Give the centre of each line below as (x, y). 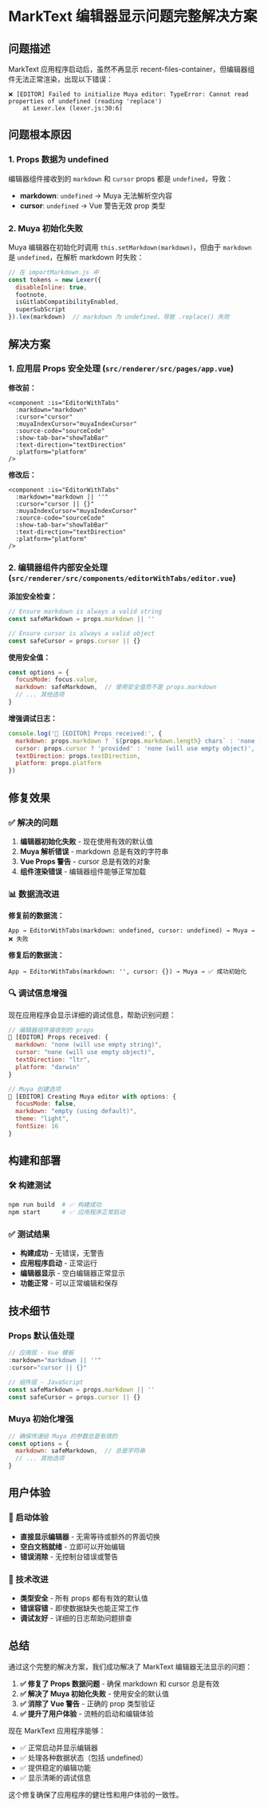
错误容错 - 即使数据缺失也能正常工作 (79, 1609)
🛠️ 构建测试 (30, 1185)
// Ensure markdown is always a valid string (85, 612)
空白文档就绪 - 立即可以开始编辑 (73, 1546)
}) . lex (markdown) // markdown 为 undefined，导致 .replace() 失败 (119, 317)
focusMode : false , (46, 1104)
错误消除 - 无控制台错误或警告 (69, 1557)
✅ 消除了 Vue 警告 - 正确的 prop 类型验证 (87, 1703)
